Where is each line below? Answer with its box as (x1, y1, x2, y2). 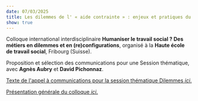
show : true (6, 19, 33, 25)
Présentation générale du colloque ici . (6, 89, 98, 96)
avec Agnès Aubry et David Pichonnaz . (6, 66, 104, 73)
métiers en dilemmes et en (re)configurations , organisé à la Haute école (6, 42, 185, 49)
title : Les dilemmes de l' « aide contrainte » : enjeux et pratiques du (6, 14, 192, 20)
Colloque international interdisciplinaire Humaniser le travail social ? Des (6, 36, 184, 43)
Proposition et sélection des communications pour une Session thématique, (6, 59, 190, 66)
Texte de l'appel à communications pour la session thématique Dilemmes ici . (6, 77, 192, 84)
